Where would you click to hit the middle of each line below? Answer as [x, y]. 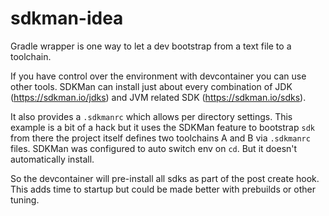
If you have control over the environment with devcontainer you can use [158, 76]
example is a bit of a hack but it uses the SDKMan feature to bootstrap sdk [162, 127]
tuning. [25, 199]
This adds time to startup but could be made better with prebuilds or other [163, 189]
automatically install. [52, 159]
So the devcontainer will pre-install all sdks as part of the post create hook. [165, 178]
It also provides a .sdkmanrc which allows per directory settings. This [151, 116]
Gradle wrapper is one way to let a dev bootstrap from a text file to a [151, 46]
